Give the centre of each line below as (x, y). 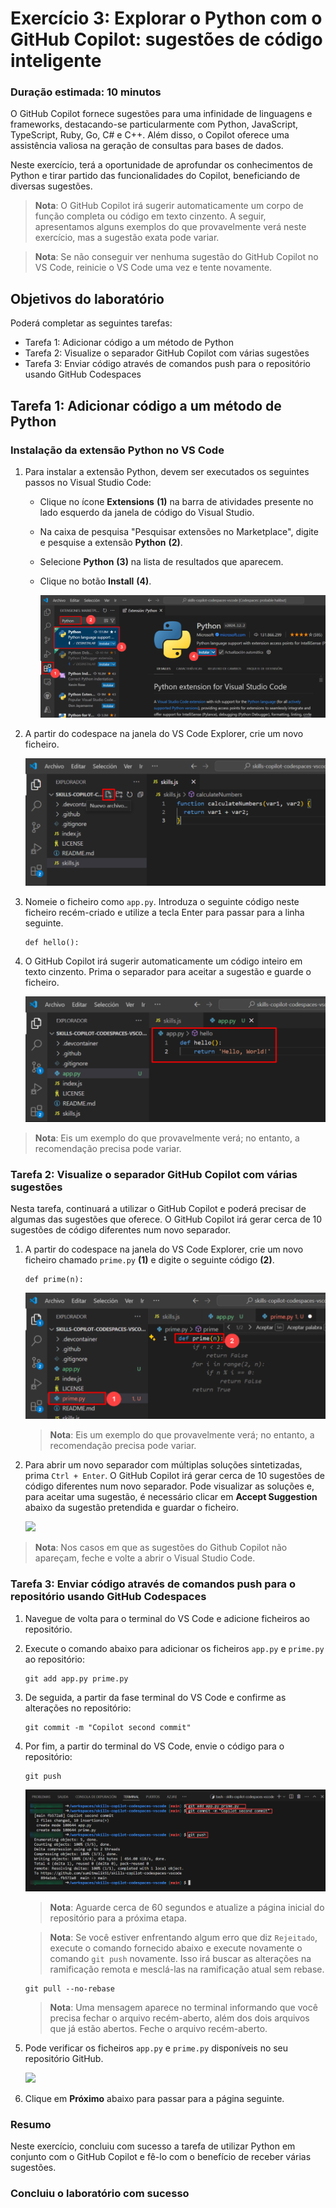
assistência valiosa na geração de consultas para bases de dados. (147, 146)
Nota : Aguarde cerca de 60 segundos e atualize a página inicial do (187, 1907)
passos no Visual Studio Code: (88, 482)
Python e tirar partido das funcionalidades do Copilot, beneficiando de (155, 176)
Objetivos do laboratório (87, 298)
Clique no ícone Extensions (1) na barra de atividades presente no (176, 501)
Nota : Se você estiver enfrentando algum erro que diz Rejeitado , (183, 1937)
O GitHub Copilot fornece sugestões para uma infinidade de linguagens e (161, 114)
